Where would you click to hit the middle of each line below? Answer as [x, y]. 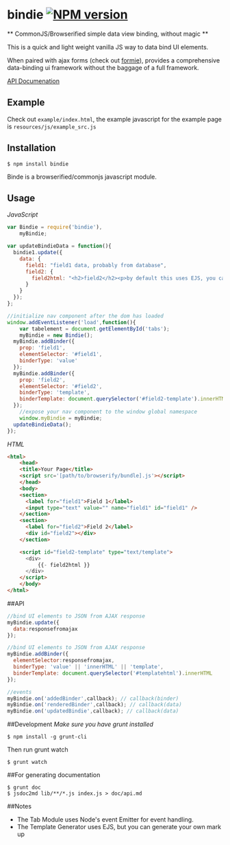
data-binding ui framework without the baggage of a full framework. [103, 67]
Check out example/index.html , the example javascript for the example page [115, 119]
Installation [31, 148]
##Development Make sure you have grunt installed [80, 724]
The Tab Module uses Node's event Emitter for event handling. [105, 820]
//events [20, 692]
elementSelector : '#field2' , [61, 386]
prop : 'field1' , [43, 348]
